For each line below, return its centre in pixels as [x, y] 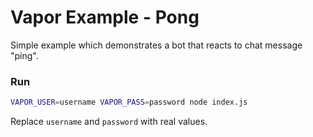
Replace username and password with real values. [109, 122]
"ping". [24, 55]
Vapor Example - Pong [105, 17]
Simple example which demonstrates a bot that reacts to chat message [156, 45]
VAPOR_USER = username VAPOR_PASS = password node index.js [129, 102]
